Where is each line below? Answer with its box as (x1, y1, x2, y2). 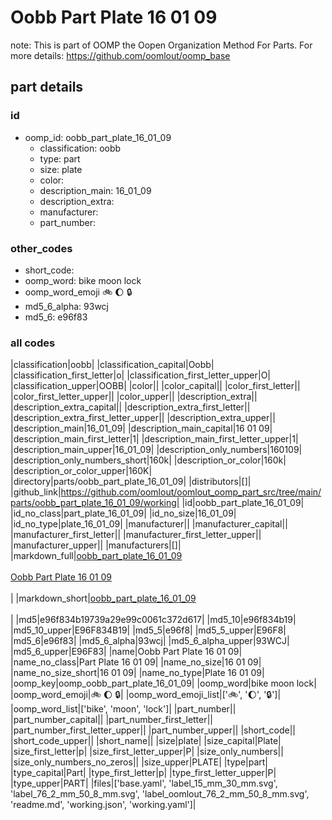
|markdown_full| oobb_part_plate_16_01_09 (10, 550, 183, 562)
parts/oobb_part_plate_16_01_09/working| (10, 497, 180, 509)
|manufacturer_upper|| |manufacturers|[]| (10, 539, 182, 551)
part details (10, 79, 84, 96)
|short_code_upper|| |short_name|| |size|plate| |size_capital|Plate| (10, 735, 282, 747)
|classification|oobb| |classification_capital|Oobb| (10, 359, 215, 371)
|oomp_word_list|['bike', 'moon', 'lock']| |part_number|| (10, 703, 237, 715)
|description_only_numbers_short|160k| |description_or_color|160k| (10, 454, 287, 466)
